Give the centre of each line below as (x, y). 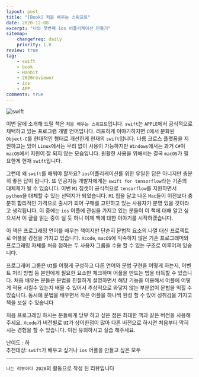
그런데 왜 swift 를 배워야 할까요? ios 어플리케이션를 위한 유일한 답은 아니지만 (94, 173)
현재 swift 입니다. (42, 160)
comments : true (25, 94)
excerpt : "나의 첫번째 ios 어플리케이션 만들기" (59, 28)
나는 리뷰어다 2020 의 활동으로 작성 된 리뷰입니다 (60, 368)
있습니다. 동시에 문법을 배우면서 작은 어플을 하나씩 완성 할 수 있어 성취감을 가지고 (99, 295)
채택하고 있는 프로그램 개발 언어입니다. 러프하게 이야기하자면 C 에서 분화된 (90, 131)
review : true (22, 50)
